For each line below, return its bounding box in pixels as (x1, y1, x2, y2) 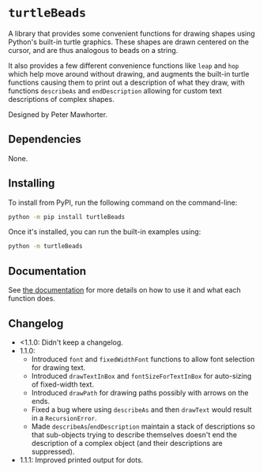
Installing (8, 176, 55, 191)
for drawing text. (31, 362, 86, 372)
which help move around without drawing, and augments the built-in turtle (8, 69, 250, 78)
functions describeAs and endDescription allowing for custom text (8, 85, 223, 96)
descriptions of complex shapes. (8, 94, 115, 104)
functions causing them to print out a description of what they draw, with (8, 77, 245, 87)
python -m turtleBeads (8, 243, 83, 251)
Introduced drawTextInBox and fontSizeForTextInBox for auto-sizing (31, 371, 252, 380)
